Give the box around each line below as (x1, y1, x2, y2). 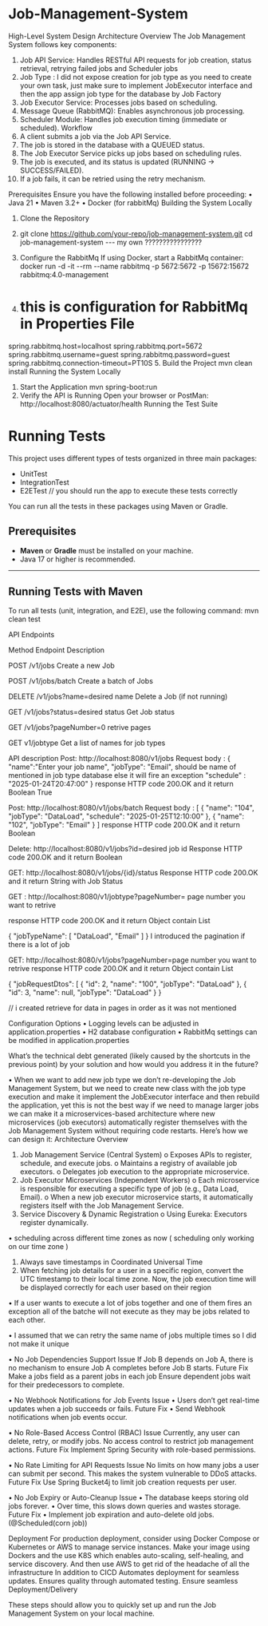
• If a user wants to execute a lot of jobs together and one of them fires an (8, 1299, 253, 1308)
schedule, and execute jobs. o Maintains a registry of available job (19, 1159, 238, 1168)
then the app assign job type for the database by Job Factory (19, 89, 222, 98)
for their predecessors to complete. (8, 1380, 125, 1390)
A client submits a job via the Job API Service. (19, 131, 171, 141)
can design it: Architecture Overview (8, 1135, 128, 1144)
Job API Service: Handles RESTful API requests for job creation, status (19, 55, 252, 65)
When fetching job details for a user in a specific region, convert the (19, 1266, 244, 1275)
